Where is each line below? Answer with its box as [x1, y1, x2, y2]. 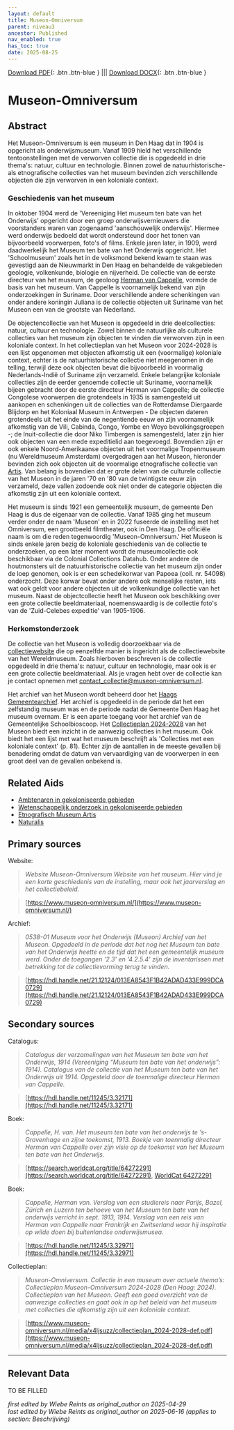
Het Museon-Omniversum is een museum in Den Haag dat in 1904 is [8, 139, 204, 147]
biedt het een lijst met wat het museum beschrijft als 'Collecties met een [8, 735, 215, 743]
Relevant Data [8, 1368, 70, 1380]
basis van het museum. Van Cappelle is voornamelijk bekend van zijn [8, 283, 206, 291]
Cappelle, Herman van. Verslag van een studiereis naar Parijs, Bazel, [24, 1198, 224, 1206]
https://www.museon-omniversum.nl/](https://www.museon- [27, 899, 202, 907]
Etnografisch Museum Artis [17, 810, 97, 819]
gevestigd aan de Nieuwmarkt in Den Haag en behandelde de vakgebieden [8, 261, 223, 269]
